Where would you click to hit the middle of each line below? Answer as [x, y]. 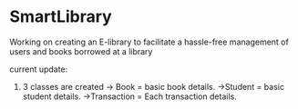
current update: [39, 69]
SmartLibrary [61, 17]
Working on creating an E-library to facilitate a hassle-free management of [149, 42]
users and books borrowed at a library [81, 51]
